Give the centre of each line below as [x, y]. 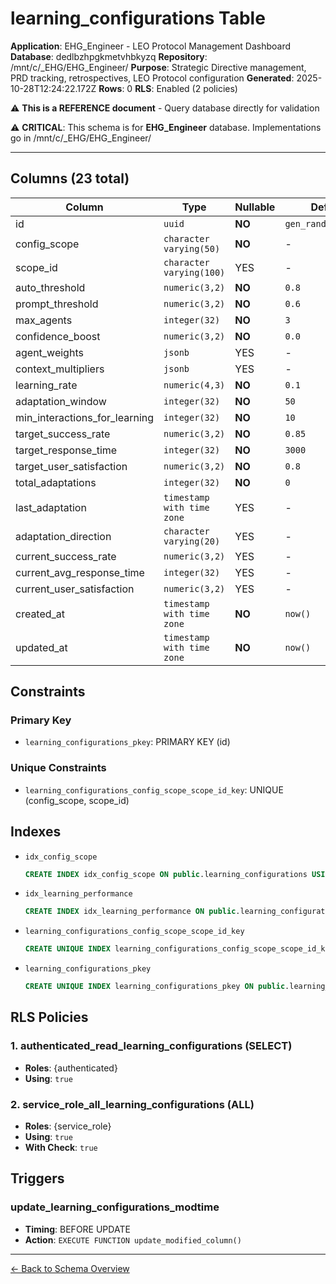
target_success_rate [63, 434]
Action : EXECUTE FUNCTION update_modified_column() [133, 1239]
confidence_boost [58, 336]
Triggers [37, 1178]
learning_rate [46, 385]
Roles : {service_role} [68, 1126]
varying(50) [192, 248]
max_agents [44, 320]
